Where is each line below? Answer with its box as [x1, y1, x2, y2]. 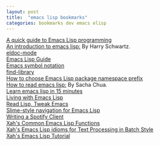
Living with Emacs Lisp [6, 94, 63, 101]
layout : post [6, 8, 39, 15]
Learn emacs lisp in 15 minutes [6, 88, 83, 95]
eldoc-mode [6, 49, 37, 57]
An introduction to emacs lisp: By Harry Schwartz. [6, 43, 131, 50]
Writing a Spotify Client [6, 113, 64, 120]
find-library [6, 69, 34, 76]
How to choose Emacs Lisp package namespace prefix [6, 75, 143, 82]
